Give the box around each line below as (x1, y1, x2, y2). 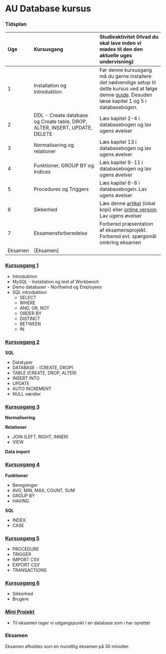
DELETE (34, 131, 53, 137)
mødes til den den (99, 46, 143, 53)
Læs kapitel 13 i (99, 138, 137, 145)
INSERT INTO (12, 375, 40, 381)
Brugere (12, 596, 29, 602)
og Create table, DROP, (34, 118, 87, 125)
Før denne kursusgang (99, 66, 152, 73)
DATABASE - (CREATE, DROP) (12, 365, 74, 371)
